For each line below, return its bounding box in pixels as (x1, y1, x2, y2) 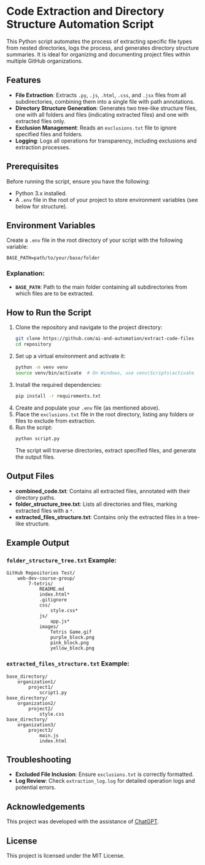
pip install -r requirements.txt (15, 393, 101, 399)
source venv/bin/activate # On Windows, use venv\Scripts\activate (15, 370, 195, 376)
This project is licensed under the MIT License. (6, 851, 125, 859)
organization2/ (17, 700, 56, 707)
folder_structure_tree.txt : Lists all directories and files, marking (15, 500, 177, 508)
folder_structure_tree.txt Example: (6, 556, 117, 564)
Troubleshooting (6, 754, 72, 765)
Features (6, 75, 41, 85)
